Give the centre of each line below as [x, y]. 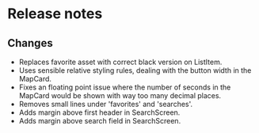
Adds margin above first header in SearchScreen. [99, 112]
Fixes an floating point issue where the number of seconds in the [125, 87]
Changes [30, 43]
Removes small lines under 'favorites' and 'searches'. [106, 104]
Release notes [55, 14]
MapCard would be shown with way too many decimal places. [120, 95]
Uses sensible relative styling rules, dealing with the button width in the [135, 70]
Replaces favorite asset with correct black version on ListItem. [120, 62]
